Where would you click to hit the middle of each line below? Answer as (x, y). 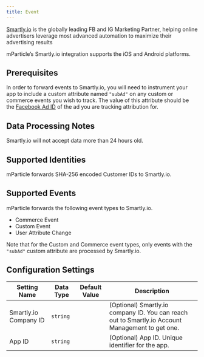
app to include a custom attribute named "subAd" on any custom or (90, 94)
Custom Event (32, 226)
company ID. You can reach (148, 312)
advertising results (29, 42)
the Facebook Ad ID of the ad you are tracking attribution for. (83, 107)
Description (152, 291)
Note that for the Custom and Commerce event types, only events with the (99, 244)
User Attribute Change (43, 233)
